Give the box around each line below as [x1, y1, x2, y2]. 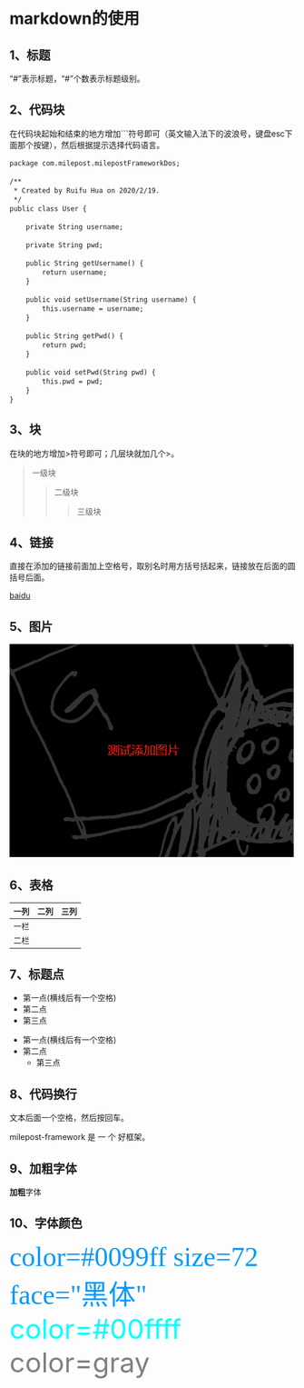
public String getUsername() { [25, 258, 144, 268]
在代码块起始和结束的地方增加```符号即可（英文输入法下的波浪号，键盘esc [9, 128, 286, 139]
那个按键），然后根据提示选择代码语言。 [16, 139, 165, 150]
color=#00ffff [9, 1311, 181, 1346]
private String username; [25, 222, 124, 232]
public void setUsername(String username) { [25, 295, 197, 305]
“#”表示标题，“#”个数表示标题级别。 [9, 74, 145, 84]
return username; [42, 267, 107, 277]
